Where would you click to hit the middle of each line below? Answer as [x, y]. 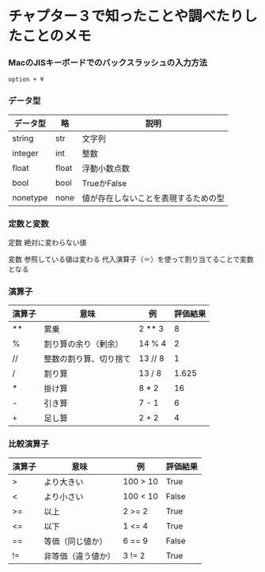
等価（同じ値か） [76, 541]
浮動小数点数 [106, 169]
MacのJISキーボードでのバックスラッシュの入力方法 [108, 63]
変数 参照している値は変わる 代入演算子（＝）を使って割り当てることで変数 [131, 259]
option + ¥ [26, 80]
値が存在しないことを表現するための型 [153, 198]
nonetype [30, 197]
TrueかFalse [104, 183]
